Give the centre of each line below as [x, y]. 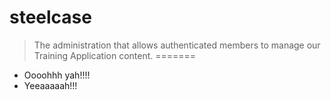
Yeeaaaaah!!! [50, 85]
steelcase [50, 17]
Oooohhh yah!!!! [57, 75]
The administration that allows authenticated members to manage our [177, 45]
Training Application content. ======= [115, 55]
